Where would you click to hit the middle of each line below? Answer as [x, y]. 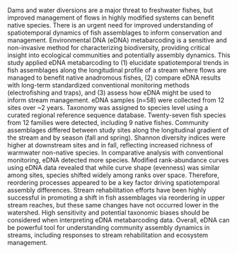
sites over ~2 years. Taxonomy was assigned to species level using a [108, 108]
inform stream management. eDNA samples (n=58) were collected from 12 [116, 100]
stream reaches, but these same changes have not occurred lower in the [113, 205]
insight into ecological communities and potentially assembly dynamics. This [119, 55]
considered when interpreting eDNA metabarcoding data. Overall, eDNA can [118, 220]
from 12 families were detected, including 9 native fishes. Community [108, 122]
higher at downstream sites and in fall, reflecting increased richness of [110, 145]
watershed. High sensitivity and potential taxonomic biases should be [109, 212]
